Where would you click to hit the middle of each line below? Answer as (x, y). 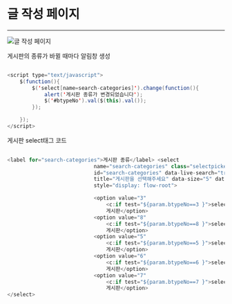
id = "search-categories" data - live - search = (155, 173)
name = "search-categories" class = (142, 166)
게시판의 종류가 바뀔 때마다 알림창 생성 (59, 55)
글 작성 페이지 (43, 14)
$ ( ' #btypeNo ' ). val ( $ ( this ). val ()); (95, 101)
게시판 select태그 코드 (37, 140)
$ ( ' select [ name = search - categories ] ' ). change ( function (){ (115, 88)
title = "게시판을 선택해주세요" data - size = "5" (153, 179)
